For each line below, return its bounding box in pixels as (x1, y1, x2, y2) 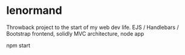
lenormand (6, 4, 62, 18)
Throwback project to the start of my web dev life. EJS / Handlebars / (6, 24, 180, 31)
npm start (6, 42, 31, 49)
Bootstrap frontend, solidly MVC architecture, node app (6, 30, 144, 37)
